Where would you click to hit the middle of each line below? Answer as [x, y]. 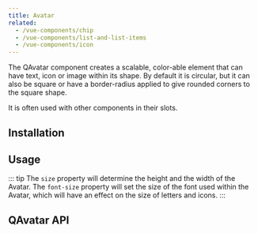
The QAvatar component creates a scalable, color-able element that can [125, 67]
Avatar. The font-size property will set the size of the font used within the [129, 187]
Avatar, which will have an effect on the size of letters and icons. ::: [117, 195]
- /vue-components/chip [54, 30]
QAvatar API [39, 220]
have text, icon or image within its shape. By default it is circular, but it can [129, 76]
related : [23, 23]
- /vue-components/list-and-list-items [81, 38]
